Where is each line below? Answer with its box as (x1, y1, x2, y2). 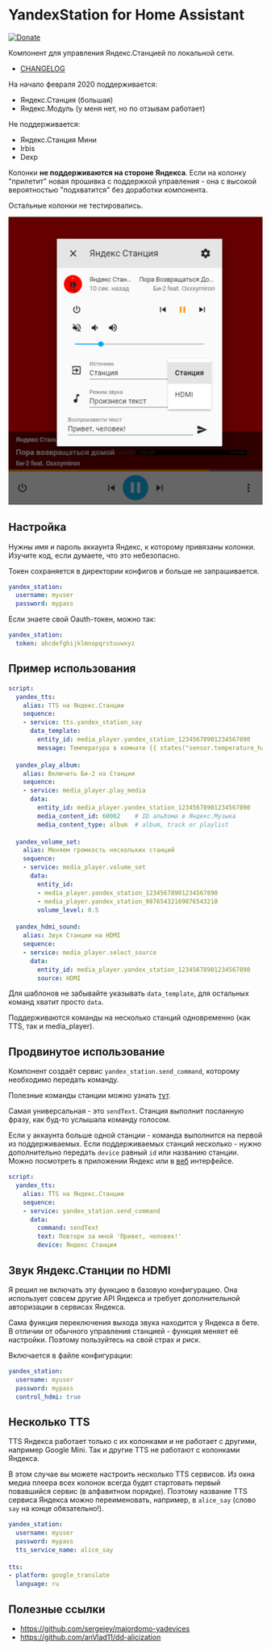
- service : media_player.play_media (23, 786, 147, 795)
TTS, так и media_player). (8, 1021, 95, 1031)
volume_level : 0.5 (37, 906, 99, 914)
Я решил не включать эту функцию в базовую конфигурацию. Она (8, 1285, 238, 1294)
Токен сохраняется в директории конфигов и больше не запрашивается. (8, 566, 260, 575)
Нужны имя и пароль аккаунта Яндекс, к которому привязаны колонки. (8, 541, 256, 551)
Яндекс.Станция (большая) (19, 95, 114, 104)
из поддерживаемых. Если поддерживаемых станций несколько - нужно (8, 1139, 262, 1149)
